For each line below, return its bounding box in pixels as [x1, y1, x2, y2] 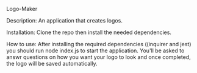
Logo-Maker [6, 5, 38, 12]
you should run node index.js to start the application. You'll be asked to [6, 47, 185, 54]
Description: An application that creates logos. [6, 17, 123, 24]
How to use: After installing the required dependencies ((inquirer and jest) [6, 41, 192, 47]
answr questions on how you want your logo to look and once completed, [6, 54, 191, 60]
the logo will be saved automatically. [6, 60, 98, 67]
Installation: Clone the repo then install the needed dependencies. [6, 29, 172, 36]
